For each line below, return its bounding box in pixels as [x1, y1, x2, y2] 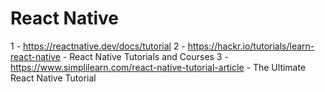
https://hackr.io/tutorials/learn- [187, 40, 315, 52]
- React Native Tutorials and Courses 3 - [62, 50, 229, 62]
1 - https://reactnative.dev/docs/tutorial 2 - [10, 40, 186, 52]
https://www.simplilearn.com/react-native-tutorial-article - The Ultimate [10, 61, 307, 73]
